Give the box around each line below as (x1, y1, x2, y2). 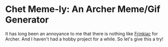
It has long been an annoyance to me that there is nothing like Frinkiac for (5, 30, 158, 36)
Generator (5, 14, 49, 25)
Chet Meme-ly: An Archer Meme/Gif (5, 3, 160, 15)
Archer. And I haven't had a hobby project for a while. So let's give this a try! (5, 36, 163, 42)
